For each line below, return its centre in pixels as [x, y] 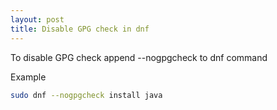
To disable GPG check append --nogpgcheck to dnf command [139, 57]
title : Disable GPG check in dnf [80, 29]
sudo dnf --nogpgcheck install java [86, 95]
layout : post [37, 19]
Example [28, 77]
